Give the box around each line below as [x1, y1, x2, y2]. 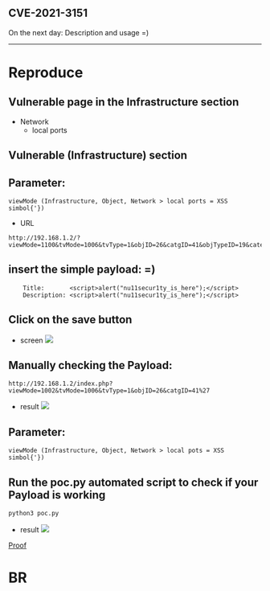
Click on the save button [8, 313, 133, 326]
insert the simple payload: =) [8, 263, 156, 277]
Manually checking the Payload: [8, 359, 173, 372]
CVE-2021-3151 [8, 6, 88, 20]
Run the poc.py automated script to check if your [8, 475, 259, 489]
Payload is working [8, 488, 106, 502]
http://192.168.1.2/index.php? [8, 380, 113, 388]
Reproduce [8, 64, 84, 81]
